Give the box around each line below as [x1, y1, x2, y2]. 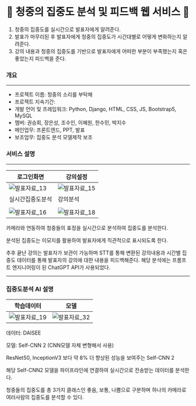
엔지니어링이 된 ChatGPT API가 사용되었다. [12, 264, 111, 271]
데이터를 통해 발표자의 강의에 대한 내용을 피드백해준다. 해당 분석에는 [16, 256, 171, 263]
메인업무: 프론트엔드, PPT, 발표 [14, 126, 85, 133]
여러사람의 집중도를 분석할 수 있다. [6, 393, 84, 401]
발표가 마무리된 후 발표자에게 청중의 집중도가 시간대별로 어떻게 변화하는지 [14, 33, 182, 40]
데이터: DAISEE [6, 329, 41, 336]
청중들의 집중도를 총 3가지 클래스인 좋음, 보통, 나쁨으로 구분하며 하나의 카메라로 [6, 386, 187, 393]
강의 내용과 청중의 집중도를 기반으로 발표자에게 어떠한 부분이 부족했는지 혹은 [14, 47, 188, 54]
